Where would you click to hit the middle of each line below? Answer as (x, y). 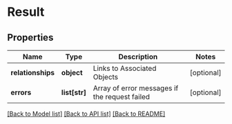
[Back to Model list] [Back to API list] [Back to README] (86, 114)
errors (21, 92)
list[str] (74, 92)
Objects (106, 77)
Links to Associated (125, 68)
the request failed (122, 97)
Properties (30, 38)
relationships (33, 73)
